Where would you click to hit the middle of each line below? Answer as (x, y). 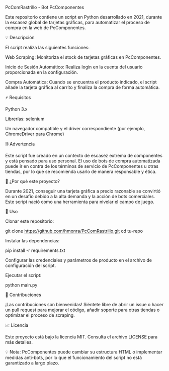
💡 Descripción (20, 37)
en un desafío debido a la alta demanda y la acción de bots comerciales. (80, 196)
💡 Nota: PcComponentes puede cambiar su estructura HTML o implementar (84, 352)
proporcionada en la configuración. (42, 72)
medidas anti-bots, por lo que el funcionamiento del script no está (74, 357)
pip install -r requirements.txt (35, 250)
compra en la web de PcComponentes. (46, 28)
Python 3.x (16, 109)
